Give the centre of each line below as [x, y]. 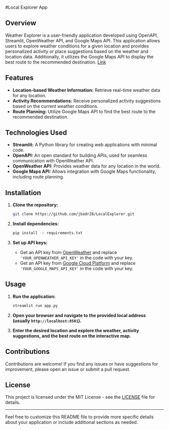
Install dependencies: [36, 224]
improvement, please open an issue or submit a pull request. [68, 369]
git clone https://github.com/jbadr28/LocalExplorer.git [73, 214]
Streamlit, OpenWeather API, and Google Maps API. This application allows [82, 40]
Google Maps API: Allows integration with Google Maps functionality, [84, 171]
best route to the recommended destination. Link [56, 62]
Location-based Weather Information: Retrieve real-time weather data [86, 90]
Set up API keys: [30, 242]
